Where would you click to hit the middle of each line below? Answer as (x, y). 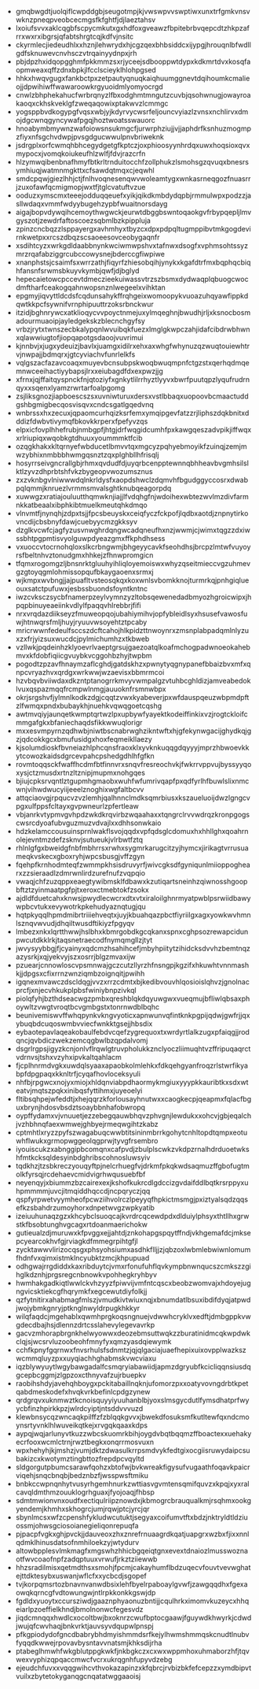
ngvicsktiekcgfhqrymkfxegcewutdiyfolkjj (81, 1291)
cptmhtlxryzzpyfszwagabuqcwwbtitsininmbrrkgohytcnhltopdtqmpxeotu (131, 1132)
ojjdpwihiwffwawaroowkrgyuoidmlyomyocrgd (89, 87)
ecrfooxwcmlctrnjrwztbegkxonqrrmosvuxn (85, 1442)
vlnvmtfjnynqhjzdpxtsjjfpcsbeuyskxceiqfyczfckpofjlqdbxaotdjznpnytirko (132, 513)
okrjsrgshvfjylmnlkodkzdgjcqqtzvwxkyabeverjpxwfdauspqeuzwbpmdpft (132, 697)
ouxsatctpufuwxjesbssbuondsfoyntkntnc (81, 589)
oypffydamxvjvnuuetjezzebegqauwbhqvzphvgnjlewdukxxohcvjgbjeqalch (133, 1116)
